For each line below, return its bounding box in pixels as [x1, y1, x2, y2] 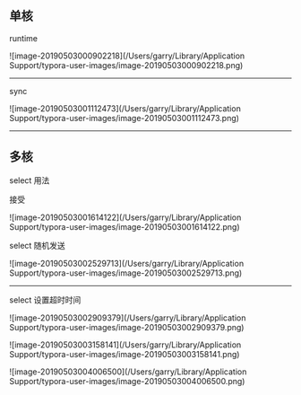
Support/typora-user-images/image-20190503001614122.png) [9, 221, 240, 232]
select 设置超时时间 [9, 294, 82, 305]
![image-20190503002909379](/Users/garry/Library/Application [9, 312, 246, 323]
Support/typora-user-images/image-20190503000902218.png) [9, 59, 244, 70]
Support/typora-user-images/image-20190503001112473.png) [9, 112, 240, 123]
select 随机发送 [9, 240, 65, 250]
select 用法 [9, 174, 50, 186]
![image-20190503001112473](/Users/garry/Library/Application [9, 102, 242, 114]
